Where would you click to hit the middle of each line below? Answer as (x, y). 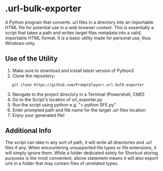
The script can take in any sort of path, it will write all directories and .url (78, 142)
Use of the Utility (32, 59)
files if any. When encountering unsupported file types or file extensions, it (81, 148)
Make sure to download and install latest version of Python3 (73, 70)
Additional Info (28, 131)
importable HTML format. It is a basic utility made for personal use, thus (78, 38)
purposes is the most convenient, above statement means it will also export (82, 158)
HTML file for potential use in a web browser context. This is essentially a (80, 27)
